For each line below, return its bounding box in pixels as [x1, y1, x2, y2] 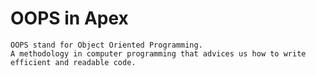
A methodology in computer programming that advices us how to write [10, 48, 307, 59]
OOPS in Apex [10, 7, 129, 30]
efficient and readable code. [10, 57, 137, 67]
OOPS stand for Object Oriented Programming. [10, 40, 203, 50]
